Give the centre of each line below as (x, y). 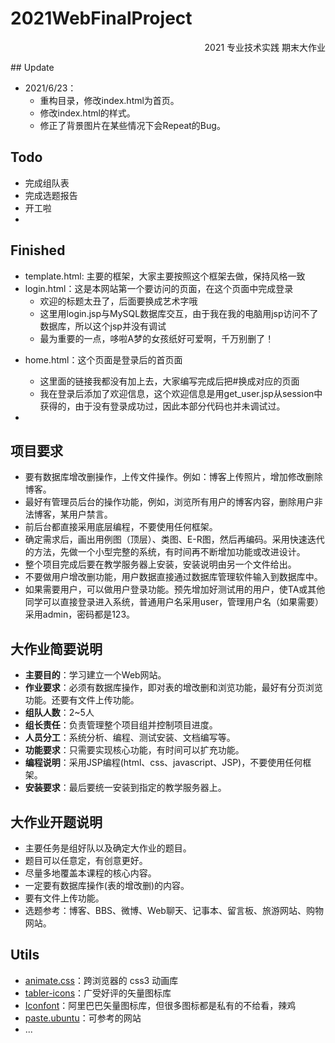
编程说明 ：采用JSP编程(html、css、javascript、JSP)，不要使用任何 (163, 763)
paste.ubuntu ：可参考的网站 (83, 1018)
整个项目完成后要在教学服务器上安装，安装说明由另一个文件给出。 (160, 564)
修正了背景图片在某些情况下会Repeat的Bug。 (132, 125)
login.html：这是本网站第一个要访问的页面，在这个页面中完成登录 (159, 288)
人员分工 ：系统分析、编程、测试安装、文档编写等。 (130, 738)
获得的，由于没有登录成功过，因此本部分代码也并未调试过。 (162, 406)
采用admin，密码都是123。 (80, 614)
